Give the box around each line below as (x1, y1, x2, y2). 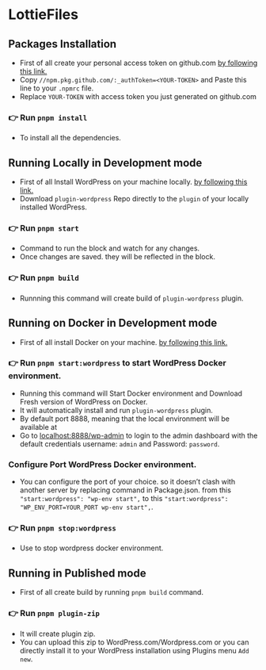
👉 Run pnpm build (8, 272, 79, 283)
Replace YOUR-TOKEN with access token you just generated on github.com (19, 92, 257, 101)
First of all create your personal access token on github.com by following (19, 58, 258, 67)
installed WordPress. (19, 202, 87, 212)
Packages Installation (8, 37, 117, 51)
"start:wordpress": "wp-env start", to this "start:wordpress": (19, 494, 229, 503)
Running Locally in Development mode (8, 156, 203, 170)
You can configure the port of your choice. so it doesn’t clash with (19, 477, 236, 487)
